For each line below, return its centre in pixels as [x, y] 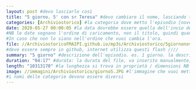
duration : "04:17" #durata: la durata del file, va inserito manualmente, [99, 60]
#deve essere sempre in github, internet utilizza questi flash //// [92, 50]
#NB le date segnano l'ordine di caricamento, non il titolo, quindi [92, 33]
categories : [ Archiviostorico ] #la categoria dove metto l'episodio [91, 22]
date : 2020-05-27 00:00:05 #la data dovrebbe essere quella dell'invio [95, 28]
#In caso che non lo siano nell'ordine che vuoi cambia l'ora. [85, 39]
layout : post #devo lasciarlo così [49, 11]
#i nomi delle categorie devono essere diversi [65, 77]
